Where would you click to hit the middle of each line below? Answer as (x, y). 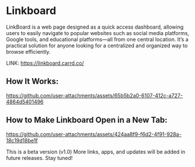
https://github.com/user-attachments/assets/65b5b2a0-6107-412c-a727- (94, 95)
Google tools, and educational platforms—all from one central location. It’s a (97, 39)
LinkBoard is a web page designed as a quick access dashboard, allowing (95, 27)
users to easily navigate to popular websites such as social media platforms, (98, 33)
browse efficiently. (28, 51)
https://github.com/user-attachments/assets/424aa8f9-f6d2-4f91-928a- (94, 134)
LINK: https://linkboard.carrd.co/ (45, 63)
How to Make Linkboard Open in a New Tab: (87, 120)
